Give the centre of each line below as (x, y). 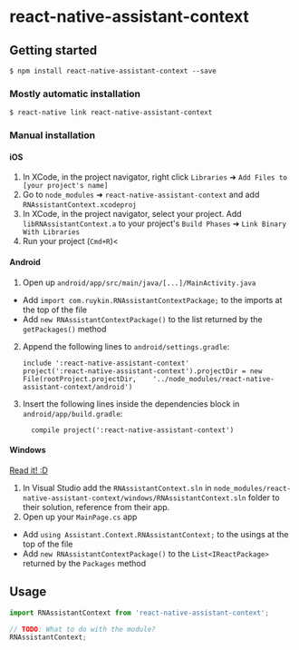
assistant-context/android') (77, 387)
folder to (264, 497)
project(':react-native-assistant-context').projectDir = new (142, 371)
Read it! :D (29, 470)
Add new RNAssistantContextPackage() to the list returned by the (142, 319)
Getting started (53, 50)
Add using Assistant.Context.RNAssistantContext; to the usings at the (155, 534)
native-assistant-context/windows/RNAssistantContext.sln (134, 498)
